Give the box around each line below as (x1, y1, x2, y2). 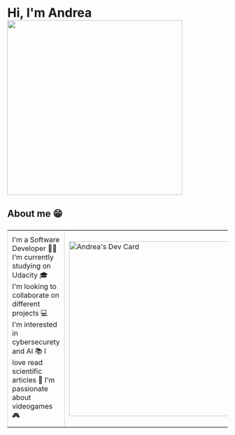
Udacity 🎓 (12, 271, 48, 280)
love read (12, 358, 43, 367)
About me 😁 (7, 208, 63, 220)
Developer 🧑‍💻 (12, 243, 57, 253)
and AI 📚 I (12, 346, 47, 356)
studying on (12, 261, 51, 271)
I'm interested (12, 320, 57, 329)
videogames (12, 401, 53, 411)
